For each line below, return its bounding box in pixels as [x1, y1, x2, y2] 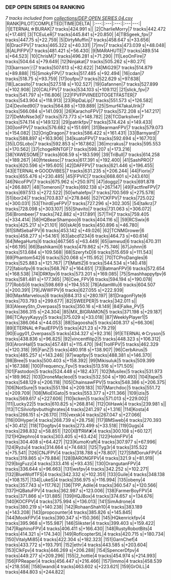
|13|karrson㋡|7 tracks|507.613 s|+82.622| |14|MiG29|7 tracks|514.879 [5, 65, 153, 71]
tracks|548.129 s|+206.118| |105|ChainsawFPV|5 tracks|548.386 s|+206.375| [5, 379, 166, 386]
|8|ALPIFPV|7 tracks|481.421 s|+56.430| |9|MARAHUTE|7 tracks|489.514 [5, 47, 159, 54]
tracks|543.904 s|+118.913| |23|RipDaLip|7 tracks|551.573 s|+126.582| [5, 97, 153, 104]
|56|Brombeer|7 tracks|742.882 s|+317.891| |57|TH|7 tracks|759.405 [5, 211, 150, 217]
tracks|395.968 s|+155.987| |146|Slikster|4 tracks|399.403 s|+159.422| [5, 520, 155, 526]
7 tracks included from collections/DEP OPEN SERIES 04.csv [5, 15, 133, 21]
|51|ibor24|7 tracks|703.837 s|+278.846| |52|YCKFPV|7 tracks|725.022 [5, 195, 155, 201]
